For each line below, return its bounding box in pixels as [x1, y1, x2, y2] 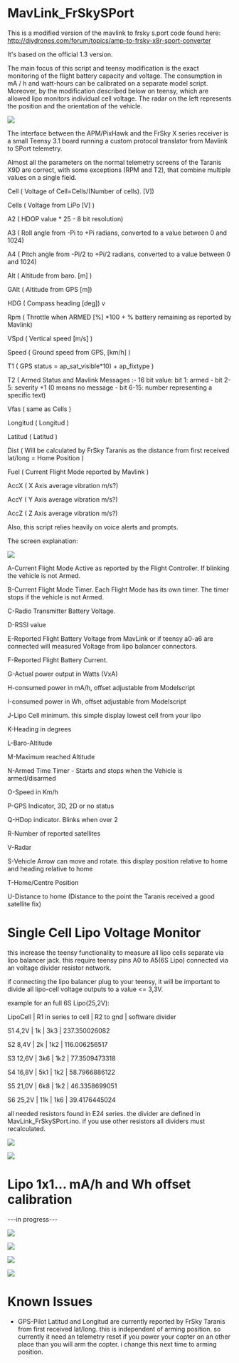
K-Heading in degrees [7, 724, 72, 733]
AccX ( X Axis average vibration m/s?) [7, 481, 119, 490]
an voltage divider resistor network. [7, 963, 112, 972]
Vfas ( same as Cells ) [7, 405, 72, 413]
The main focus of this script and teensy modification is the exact [7, 64, 199, 72]
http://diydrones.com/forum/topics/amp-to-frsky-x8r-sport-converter [7, 36, 211, 44]
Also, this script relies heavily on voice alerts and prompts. [7, 522, 179, 531]
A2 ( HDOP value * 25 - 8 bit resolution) [7, 214, 124, 223]
